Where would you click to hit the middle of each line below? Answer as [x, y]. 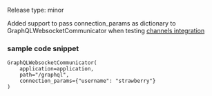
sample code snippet [43, 48]
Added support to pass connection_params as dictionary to [91, 23]
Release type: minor [36, 10]
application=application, [57, 69]
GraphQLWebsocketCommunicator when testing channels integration [106, 31]
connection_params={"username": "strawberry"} [88, 81]
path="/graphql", [45, 75]
